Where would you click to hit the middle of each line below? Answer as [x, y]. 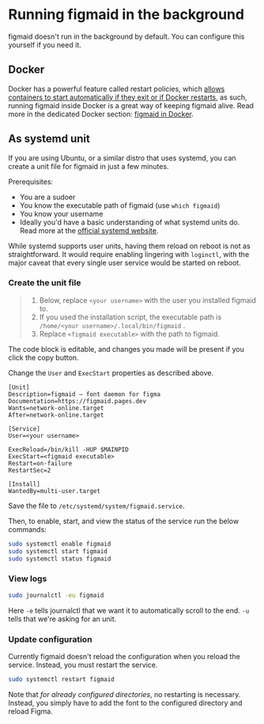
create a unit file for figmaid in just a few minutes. [89, 166]
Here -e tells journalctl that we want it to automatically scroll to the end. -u [129, 610]
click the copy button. [43, 357]
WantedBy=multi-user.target [55, 491]
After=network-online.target [56, 415]
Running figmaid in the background [126, 15]
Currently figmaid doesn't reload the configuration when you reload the [124, 656]
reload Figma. [30, 711]
